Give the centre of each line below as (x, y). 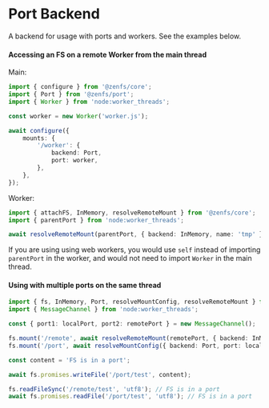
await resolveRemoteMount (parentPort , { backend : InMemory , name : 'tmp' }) (137, 234)
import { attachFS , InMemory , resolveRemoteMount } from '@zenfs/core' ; (132, 213)
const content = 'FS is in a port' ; (69, 360)
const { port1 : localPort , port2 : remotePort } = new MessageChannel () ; (132, 324)
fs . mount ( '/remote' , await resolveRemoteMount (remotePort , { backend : (128, 338)
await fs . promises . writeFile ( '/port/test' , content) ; (100, 374)
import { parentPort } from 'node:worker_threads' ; (96, 220)
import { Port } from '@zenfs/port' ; (71, 94)
